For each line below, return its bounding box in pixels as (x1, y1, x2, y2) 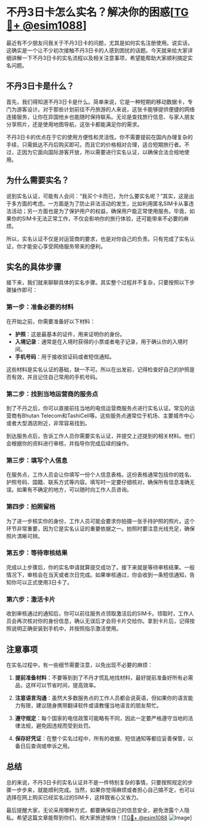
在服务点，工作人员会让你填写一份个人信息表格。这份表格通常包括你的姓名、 (6, 471, 195, 478)
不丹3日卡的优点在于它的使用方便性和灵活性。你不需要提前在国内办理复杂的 (6, 133, 193, 141)
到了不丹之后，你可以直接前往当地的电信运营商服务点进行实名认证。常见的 (6, 404, 190, 411)
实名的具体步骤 (6, 262, 62, 272)
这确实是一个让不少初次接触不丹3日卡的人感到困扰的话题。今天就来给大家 (6, 46, 188, 54)
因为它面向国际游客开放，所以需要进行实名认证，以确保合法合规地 (22, 148, 184, 156)
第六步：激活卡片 (6, 595, 56, 604)
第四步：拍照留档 (6, 503, 56, 511)
